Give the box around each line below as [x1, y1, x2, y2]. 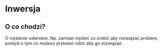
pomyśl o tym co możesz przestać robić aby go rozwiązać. [5, 40, 123, 46]
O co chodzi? [5, 23, 46, 31]
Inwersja [5, 3, 41, 14]
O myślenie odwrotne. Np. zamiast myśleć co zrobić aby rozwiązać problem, [5, 35, 159, 41]
